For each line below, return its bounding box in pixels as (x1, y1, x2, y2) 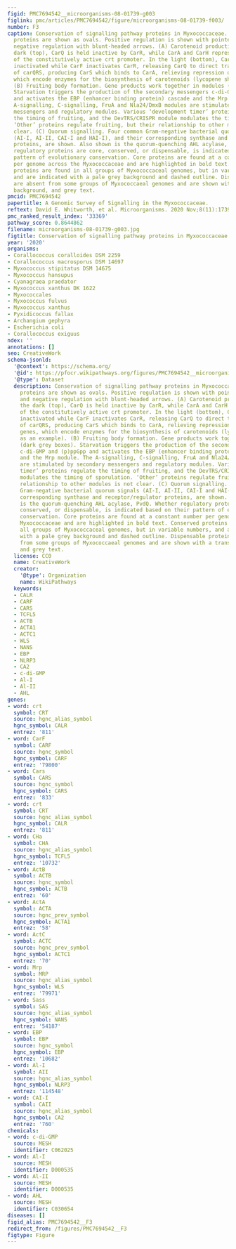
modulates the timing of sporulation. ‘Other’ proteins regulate (20, 474, 216, 481)
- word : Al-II (7, 1172, 49, 1180)
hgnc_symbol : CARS (13, 787, 68, 794)
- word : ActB (7, 865, 46, 873)
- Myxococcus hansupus (7, 271, 74, 278)
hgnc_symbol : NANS (13, 1016, 68, 1023)
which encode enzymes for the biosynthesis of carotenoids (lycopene (13, 75, 221, 83)
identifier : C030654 (13, 1205, 74, 1212)
